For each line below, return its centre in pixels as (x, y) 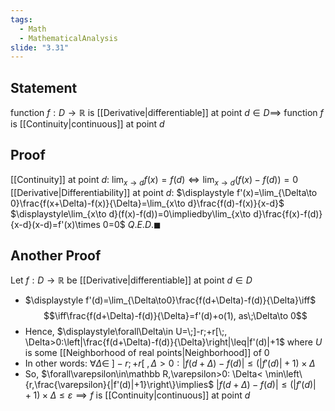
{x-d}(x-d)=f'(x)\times (55, 224)
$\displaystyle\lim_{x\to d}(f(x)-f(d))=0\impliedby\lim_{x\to (131, 213)
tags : (21, 19)
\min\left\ (283, 374)
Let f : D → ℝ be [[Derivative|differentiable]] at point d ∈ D (131, 280)
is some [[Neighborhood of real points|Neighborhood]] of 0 (147, 353)
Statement (44, 87)
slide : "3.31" (40, 47)
